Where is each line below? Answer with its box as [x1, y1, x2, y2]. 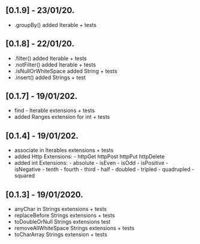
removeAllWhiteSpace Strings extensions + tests [14, 225, 135, 232]
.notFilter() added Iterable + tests [14, 61, 96, 68]
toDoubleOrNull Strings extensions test [14, 218, 111, 225]
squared [14, 172, 35, 179]
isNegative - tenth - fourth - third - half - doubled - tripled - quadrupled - [14, 165, 195, 173]
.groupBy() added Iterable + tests [14, 21, 97, 28]
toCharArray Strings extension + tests [14, 231, 108, 238]
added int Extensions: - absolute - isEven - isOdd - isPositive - [14, 159, 169, 167]
